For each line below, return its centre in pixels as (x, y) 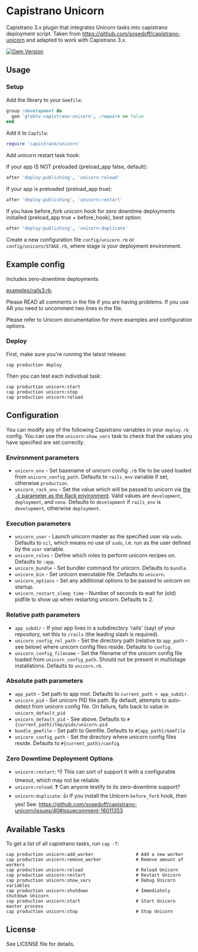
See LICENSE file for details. (40, 944)
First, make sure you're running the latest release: (66, 354)
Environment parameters (43, 458)
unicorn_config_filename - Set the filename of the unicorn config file (98, 653)
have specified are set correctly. (45, 442)
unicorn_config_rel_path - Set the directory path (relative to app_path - (101, 640)
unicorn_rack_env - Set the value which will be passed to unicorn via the (103, 489)
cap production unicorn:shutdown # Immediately (88, 890)
